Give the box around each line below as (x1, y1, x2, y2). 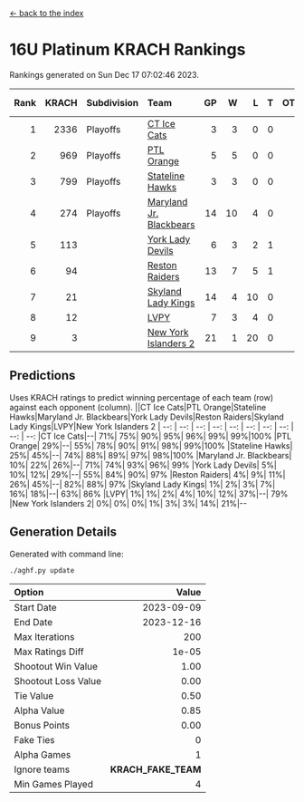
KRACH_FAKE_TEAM (109, 763, 202, 776)
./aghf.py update (9, 565, 75, 575)
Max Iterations (14, 630, 75, 643)
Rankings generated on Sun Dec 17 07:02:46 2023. (9, 69, 199, 80)
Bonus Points (14, 719, 71, 731)
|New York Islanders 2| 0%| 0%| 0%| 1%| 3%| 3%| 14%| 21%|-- (9, 498, 247, 508)
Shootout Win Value (14, 660, 98, 672)
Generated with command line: (9, 548, 124, 559)
